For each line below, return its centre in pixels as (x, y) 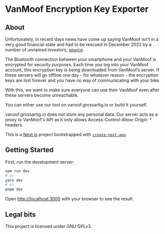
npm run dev (17, 171)
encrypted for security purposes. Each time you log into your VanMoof (77, 65)
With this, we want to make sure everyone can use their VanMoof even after (82, 90)
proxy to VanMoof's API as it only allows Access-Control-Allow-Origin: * (79, 119)
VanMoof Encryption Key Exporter (77, 9)
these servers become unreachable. (42, 95)
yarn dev (14, 180)
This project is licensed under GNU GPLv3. (49, 226)
